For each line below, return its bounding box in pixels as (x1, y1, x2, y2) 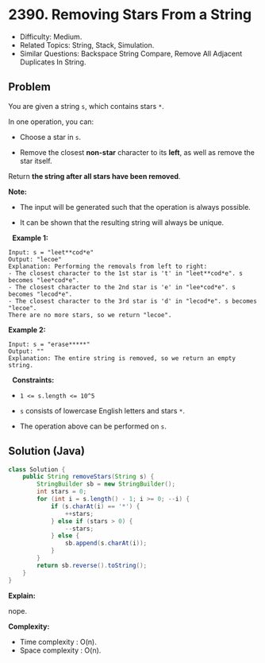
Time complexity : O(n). (19, 637, 97, 646)
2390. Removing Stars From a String (8, 6, 252, 24)
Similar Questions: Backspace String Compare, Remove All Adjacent (19, 48, 243, 58)
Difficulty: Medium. (19, 32, 83, 41)
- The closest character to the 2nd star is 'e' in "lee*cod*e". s (8, 283, 236, 291)
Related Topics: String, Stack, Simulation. (19, 40, 155, 49)
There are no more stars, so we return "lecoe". (8, 311, 172, 319)
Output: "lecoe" (8, 255, 62, 263)
